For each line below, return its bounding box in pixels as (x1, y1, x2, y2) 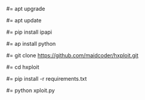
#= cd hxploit (6, 63, 39, 70)
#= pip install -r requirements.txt (6, 75, 87, 82)
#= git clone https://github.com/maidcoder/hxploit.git (6, 52, 139, 59)
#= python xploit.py (6, 87, 56, 94)
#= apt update (6, 17, 42, 23)
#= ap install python (6, 40, 56, 47)
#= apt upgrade (6, 5, 45, 12)
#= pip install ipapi (6, 28, 53, 36)
